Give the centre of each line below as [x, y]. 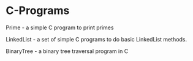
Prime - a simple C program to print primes [60, 27]
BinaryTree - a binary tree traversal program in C [67, 51]
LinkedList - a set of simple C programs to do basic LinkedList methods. [96, 39]
